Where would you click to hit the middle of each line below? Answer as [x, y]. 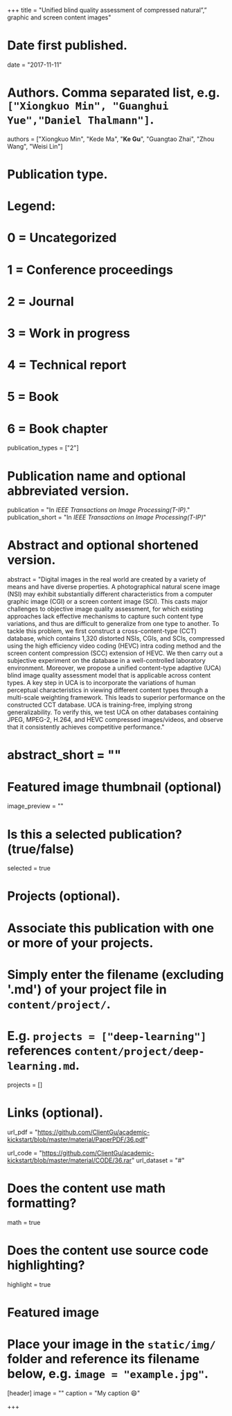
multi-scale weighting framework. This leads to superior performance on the [116, 698]
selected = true [29, 868]
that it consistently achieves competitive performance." [86, 727]
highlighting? [46, 1265]
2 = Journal [41, 301]
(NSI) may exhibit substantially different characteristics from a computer [110, 594]
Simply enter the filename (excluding [116, 974]
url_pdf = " [23, 1132]
